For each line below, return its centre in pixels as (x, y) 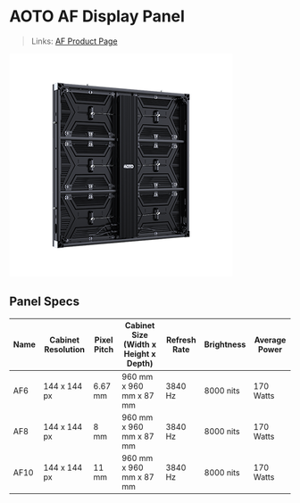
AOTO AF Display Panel (97, 16)
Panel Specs (45, 302)
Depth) (140, 364)
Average (270, 340)
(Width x (140, 344)
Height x (140, 354)
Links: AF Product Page (74, 41)
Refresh (181, 340)
